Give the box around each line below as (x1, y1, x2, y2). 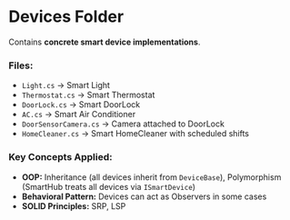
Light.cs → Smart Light (21, 80, 111, 91)
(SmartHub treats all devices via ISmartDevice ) (21, 181, 196, 192)
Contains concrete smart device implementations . (8, 36, 201, 47)
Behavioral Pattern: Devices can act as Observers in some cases (21, 191, 267, 202)
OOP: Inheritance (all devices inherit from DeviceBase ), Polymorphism (21, 171, 282, 183)
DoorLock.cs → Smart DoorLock (21, 99, 141, 110)
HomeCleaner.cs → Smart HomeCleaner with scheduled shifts (21, 128, 250, 139)
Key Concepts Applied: (8, 151, 113, 164)
